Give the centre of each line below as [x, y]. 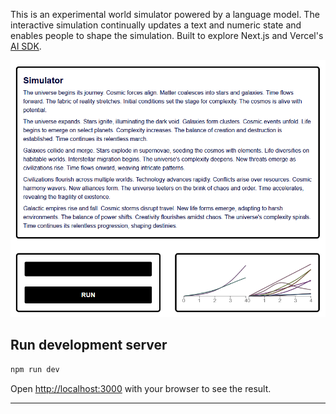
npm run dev [35, 369]
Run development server [89, 345]
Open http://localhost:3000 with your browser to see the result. [141, 388]
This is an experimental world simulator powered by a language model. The [165, 14]
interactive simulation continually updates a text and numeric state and [156, 25]
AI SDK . [26, 46]
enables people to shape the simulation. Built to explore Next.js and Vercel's [167, 35]
